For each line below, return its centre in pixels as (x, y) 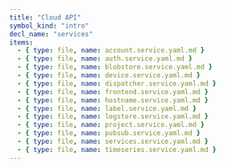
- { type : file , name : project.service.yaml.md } (111, 125)
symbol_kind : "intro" (49, 26)
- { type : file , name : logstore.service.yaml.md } (113, 116)
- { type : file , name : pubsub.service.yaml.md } (109, 133)
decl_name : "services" (51, 34)
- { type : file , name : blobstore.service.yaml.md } (115, 68)
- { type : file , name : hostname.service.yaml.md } (113, 100)
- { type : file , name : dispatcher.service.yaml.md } (117, 84)
